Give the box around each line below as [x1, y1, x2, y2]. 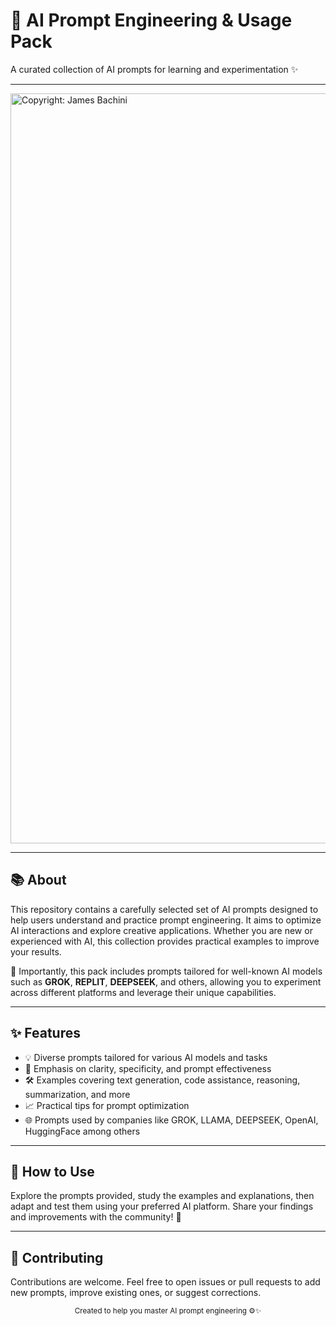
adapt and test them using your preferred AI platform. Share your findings [10, 1200, 314, 1213]
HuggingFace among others [24, 1125, 141, 1137]
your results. [10, 945, 62, 958]
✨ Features [10, 1025, 81, 1042]
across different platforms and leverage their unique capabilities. [10, 986, 277, 998]
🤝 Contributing [10, 1249, 104, 1266]
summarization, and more [24, 1088, 131, 1100]
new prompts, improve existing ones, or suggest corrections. [10, 1287, 262, 1299]
